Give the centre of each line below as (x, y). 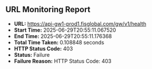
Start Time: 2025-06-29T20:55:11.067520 (65, 30)
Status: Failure (32, 54)
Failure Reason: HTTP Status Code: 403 (63, 61)
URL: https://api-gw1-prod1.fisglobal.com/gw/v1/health (80, 23)
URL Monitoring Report (48, 10)
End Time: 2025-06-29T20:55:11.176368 (63, 36)
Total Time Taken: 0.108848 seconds (59, 42)
